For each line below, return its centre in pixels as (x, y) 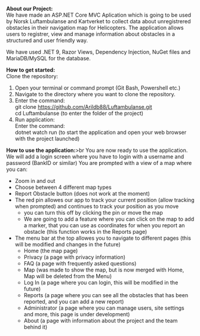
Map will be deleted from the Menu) (68, 276)
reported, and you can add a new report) (74, 302)
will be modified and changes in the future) (68, 244)
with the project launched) (47, 139)
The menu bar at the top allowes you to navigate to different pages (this (103, 238)
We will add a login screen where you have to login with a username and (95, 157)
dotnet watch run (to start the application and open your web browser (101, 132)
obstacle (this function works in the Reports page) (85, 232)
